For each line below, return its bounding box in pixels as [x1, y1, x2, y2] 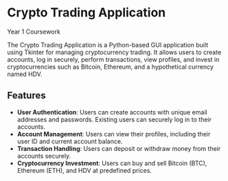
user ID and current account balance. [16, 137, 123, 145]
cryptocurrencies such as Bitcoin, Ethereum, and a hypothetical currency [7, 62, 214, 71]
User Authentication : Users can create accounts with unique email [16, 108, 207, 116]
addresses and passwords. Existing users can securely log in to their [16, 115, 212, 123]
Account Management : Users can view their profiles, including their [16, 130, 211, 138]
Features [7, 90, 46, 101]
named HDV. [7, 70, 43, 78]
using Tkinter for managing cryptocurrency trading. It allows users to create [7, 48, 222, 56]
